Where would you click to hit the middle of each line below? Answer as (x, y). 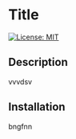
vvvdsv (20, 81)
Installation (37, 107)
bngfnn (20, 126)
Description (38, 62)
